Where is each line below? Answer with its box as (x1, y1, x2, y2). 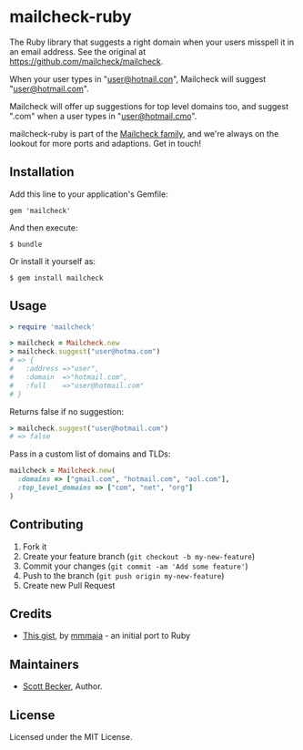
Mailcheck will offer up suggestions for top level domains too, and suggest (9, 100, 289, 111)
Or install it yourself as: (9, 255, 96, 266)
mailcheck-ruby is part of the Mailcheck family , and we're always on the (9, 128, 279, 139)
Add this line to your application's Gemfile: (9, 189, 168, 200)
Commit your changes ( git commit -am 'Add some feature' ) (22, 560, 248, 571)
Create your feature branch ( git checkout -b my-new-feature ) (22, 550, 256, 561)
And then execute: (9, 221, 78, 233)
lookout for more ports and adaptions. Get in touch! (9, 138, 202, 149)
